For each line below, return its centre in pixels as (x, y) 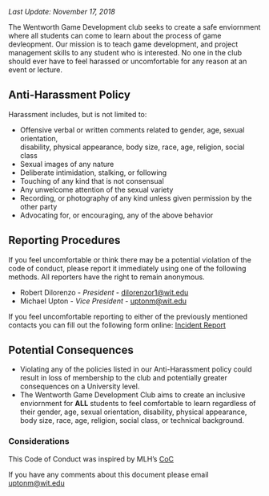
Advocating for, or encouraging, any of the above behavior (116, 215)
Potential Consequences (71, 350)
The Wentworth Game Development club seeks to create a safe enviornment (134, 27)
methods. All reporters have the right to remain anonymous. (107, 277)
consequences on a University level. (80, 386)
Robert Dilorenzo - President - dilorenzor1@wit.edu (104, 292)
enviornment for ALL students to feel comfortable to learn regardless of (138, 404)
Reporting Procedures (64, 240)
